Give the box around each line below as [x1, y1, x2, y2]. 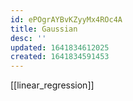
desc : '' [10, 33, 47, 43]
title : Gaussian [10, 24, 78, 34]
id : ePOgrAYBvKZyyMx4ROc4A [10, 14, 123, 25]
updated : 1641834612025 [10, 42, 110, 53]
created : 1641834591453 [10, 52, 110, 62]
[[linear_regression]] [10, 79, 95, 91]
